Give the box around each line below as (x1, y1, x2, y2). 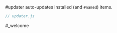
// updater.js (5, 14, 35, 19)
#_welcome (5, 22, 29, 29)
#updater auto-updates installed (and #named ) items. (5, 4, 113, 10)
